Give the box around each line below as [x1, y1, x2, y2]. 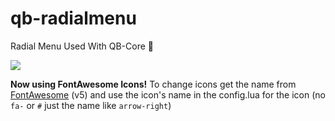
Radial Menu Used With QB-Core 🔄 [10, 40, 154, 52]
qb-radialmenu [10, 7, 137, 30]
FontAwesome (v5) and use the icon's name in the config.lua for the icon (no [10, 88, 326, 101]
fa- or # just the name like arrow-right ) [10, 99, 172, 111]
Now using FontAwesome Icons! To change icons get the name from [10, 78, 297, 90]
